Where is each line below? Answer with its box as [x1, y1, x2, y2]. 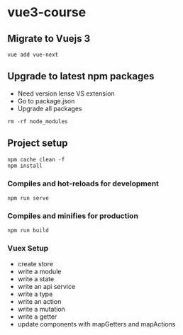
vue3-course [7, 4, 87, 21]
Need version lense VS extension [17, 89, 115, 98]
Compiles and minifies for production [7, 210, 138, 220]
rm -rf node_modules [7, 118, 69, 125]
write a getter [17, 312, 57, 321]
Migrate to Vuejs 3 [7, 33, 91, 45]
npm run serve [7, 194, 50, 202]
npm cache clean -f [7, 156, 65, 163]
